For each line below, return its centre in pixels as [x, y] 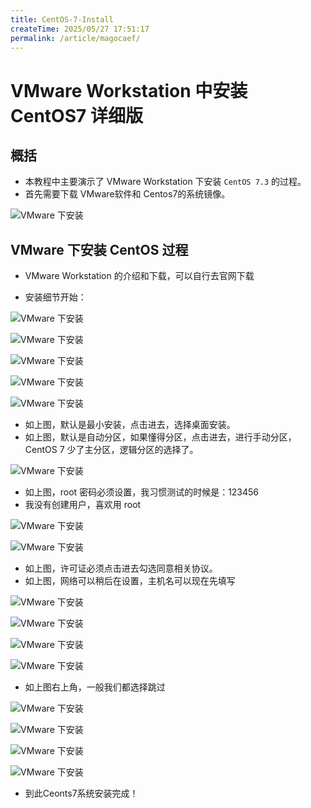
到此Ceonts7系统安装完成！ [81, 793]
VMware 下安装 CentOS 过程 [99, 249]
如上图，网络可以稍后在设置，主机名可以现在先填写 [130, 581]
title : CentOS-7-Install [62, 19]
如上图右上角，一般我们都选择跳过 [95, 687]
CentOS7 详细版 [76, 115]
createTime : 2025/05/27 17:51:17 [80, 29]
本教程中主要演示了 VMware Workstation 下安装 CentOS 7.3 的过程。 [165, 182]
